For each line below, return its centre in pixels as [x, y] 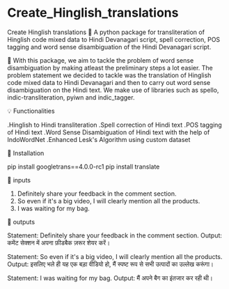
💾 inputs [19, 180]
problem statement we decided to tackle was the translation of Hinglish [109, 75]
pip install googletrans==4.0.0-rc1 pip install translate [84, 166]
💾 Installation [26, 153]
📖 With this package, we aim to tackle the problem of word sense [101, 60]
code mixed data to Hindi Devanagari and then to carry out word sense [109, 82]
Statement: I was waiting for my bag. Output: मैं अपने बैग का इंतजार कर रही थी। [110, 278]
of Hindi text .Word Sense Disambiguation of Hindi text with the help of [109, 132]
